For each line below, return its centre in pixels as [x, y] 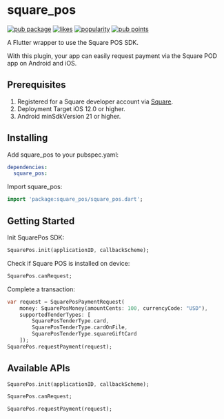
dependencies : [28, 167]
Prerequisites [37, 85]
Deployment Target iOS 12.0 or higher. [71, 108]
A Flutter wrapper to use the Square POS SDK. [73, 42]
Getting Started [41, 221]
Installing [28, 138]
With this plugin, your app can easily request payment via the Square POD [112, 56]
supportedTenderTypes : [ [55, 315]
